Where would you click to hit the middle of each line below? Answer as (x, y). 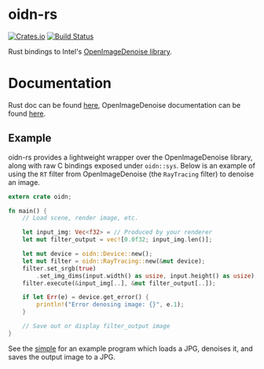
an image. (24, 182)
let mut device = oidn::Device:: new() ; (88, 254)
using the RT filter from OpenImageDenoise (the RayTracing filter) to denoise (131, 174)
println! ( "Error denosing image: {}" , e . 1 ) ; (110, 304)
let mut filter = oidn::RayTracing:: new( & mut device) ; (114, 261)
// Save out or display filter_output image (96, 327)
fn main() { (27, 211)
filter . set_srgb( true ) (59, 268)
